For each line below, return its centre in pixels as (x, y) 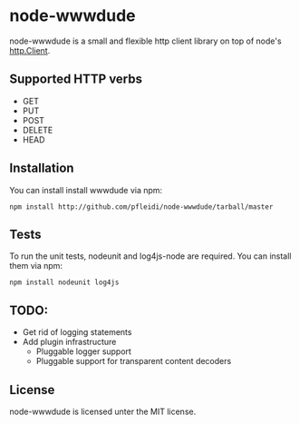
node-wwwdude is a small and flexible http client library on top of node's (146, 41)
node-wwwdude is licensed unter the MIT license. (103, 411)
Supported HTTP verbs (76, 79)
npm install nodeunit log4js (64, 282)
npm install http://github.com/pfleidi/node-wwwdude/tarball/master (141, 207)
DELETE (38, 130)
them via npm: (36, 266)
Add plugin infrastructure (69, 342)
